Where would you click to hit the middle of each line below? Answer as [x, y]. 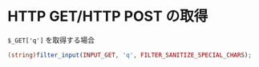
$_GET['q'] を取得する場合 [51, 40]
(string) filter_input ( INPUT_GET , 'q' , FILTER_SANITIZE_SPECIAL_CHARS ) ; [129, 55]
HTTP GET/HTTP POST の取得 [108, 16]
